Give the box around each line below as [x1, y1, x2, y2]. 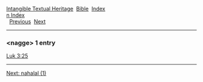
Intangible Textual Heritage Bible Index [6, 5, 106, 12]
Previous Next [8, 18, 46, 25]
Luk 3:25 [6, 52, 28, 60]
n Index [6, 11, 25, 19]
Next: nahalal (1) [6, 69, 47, 77]
